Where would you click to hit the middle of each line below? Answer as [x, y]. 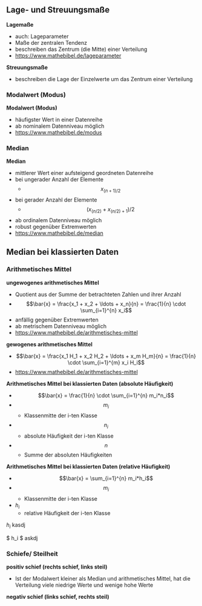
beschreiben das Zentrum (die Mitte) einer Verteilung [81, 49]
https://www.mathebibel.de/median [59, 233]
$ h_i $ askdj [22, 538]
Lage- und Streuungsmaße [58, 10]
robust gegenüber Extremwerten [56, 227]
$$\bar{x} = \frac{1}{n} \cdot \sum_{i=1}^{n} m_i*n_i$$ [106, 395]
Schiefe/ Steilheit [32, 553]
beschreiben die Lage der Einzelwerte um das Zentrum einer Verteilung [104, 79]
